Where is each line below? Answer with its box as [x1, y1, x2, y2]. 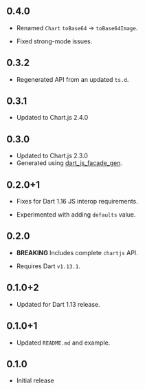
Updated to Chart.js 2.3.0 [16, 151, 89, 160]
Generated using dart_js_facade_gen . [16, 159, 123, 167]
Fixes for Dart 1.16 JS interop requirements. [16, 197, 138, 206]
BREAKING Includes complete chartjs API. [16, 248, 138, 257]
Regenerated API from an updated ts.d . [16, 75, 129, 83]
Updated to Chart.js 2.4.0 [16, 113, 89, 122]
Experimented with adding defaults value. [16, 210, 136, 219]
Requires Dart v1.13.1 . [16, 261, 80, 270]
